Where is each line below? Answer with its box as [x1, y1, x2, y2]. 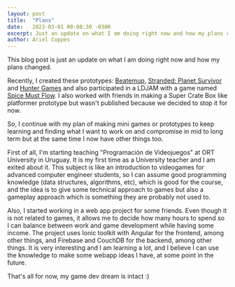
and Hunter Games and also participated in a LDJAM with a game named [7, 84, 217, 92]
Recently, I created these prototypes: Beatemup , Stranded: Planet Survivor [7, 76, 222, 85]
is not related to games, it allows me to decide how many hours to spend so [7, 214, 225, 223]
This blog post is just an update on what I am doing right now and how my [7, 55, 220, 64]
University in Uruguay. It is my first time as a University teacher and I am [7, 155, 215, 164]
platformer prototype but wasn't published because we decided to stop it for [7, 99, 228, 107]
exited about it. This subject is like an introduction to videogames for [7, 163, 204, 171]
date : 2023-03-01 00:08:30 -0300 [7, 23, 111, 30]
